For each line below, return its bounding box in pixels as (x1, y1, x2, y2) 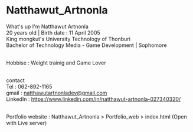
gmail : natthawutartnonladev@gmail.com (6, 89, 107, 96)
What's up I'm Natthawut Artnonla (6, 23, 89, 30)
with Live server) (6, 119, 47, 126)
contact (6, 77, 25, 84)
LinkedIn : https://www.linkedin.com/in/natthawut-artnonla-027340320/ (6, 95, 181, 103)
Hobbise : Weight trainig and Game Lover (6, 59, 106, 66)
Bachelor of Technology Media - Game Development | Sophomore (6, 42, 167, 49)
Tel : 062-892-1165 (6, 83, 53, 90)
